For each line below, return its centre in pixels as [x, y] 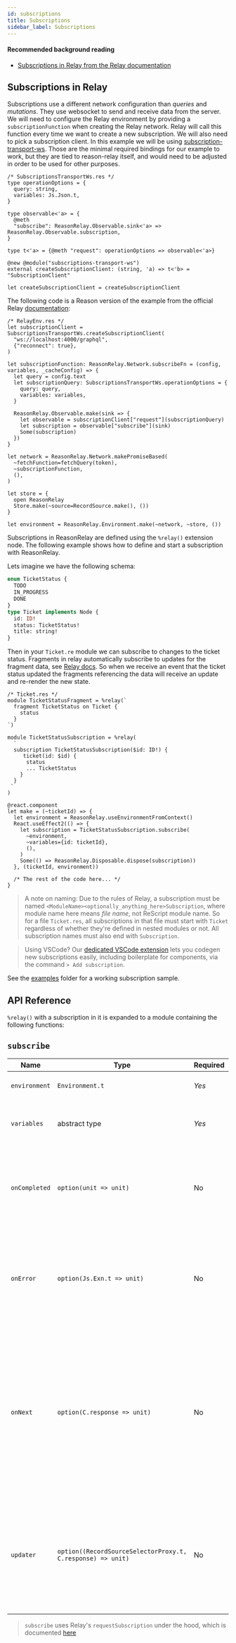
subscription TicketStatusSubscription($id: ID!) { [91, 750]
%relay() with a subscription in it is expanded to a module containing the [112, 1017]
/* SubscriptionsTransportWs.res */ [61, 177]
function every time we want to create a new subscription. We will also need [118, 134]
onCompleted [31, 1188]
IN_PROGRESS [31, 592]
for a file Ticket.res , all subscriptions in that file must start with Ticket [126, 921]
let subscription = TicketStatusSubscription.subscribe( [105, 830]
